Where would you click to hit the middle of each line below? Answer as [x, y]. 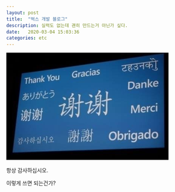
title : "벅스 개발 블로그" [37, 19]
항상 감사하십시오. [27, 170]
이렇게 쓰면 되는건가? [31, 183]
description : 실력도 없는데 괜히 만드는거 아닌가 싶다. [67, 25]
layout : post [23, 13]
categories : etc [27, 38]
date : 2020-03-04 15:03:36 [43, 32]
